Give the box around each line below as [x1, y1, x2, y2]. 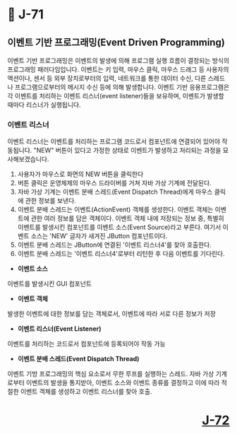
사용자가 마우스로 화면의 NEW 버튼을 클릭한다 [17, 170, 144, 179]
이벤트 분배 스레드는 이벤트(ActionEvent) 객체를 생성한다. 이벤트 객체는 [17, 205, 214, 214]
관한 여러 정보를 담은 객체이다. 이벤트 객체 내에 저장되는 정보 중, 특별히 [30, 214, 224, 223]
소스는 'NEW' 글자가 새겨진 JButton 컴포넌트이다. [30, 232, 168, 240]
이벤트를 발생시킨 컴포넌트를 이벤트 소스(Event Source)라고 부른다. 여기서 [17, 223, 221, 232]
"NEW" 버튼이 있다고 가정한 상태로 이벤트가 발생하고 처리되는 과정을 [33, 146, 221, 155]
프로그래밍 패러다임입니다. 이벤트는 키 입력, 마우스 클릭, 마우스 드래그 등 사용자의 [7, 65, 229, 74]
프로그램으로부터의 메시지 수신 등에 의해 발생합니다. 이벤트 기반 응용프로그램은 [14, 83, 230, 91]
